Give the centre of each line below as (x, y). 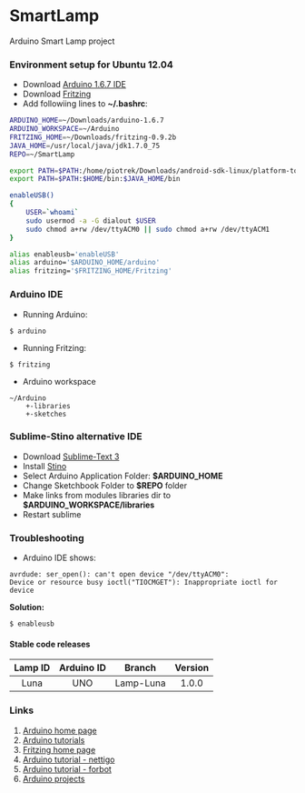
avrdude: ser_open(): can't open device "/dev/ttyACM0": (119, 575)
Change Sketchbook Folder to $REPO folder (105, 485)
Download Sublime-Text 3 (71, 457)
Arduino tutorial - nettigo (69, 759)
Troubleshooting (47, 537)
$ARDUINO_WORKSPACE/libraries (89, 505)
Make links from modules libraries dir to (96, 495)
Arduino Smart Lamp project (62, 41)
